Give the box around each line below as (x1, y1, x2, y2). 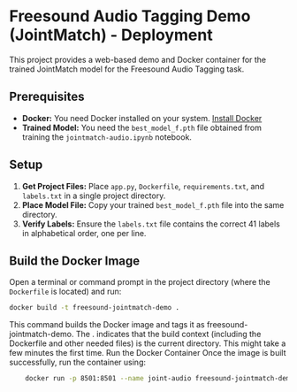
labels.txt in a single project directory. (21, 190, 166, 201)
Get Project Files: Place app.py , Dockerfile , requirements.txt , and (21, 181, 265, 191)
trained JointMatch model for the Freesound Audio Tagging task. (9, 64, 245, 74)
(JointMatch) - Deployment (9, 25, 214, 45)
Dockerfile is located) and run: (9, 286, 122, 297)
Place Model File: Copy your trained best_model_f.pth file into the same (21, 199, 285, 210)
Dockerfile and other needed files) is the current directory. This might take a (9, 338, 286, 349)
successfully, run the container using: (9, 357, 147, 368)
